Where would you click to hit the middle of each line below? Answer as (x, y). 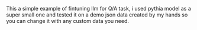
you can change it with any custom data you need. (67, 21)
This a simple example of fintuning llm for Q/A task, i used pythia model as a (98, 9)
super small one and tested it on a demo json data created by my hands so (97, 15)
